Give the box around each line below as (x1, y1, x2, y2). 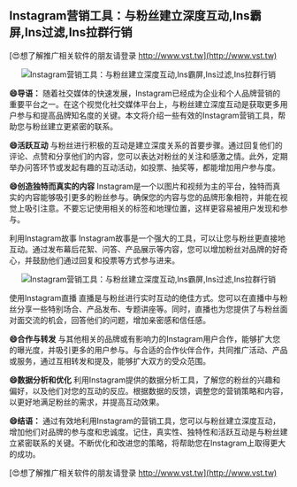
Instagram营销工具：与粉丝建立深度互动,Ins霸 (9, 8, 263, 24)
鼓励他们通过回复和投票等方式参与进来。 (32, 255, 179, 266)
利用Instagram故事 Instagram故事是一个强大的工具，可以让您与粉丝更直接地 (9, 233, 286, 243)
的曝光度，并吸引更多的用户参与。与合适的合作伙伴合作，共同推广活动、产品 (9, 344, 288, 355)
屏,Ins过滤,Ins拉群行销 (9, 25, 133, 40)
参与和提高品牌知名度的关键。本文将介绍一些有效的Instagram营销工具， (16, 110, 278, 120)
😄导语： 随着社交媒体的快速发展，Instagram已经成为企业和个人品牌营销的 (9, 88, 281, 98)
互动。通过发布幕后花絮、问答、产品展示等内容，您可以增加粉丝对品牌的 (9, 243, 272, 254)
